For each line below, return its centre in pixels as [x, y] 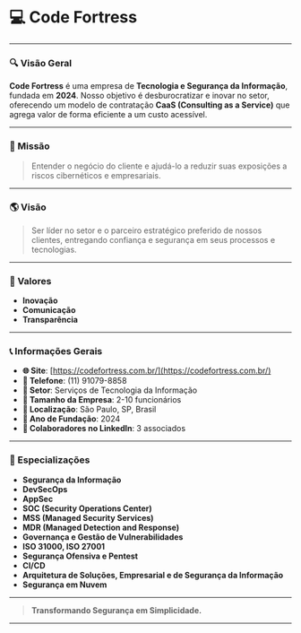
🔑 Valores [30, 281]
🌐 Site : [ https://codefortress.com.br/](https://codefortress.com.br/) [146, 371]
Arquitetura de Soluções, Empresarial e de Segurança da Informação [153, 575]
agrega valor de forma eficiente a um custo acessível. [108, 115]
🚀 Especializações [50, 460]
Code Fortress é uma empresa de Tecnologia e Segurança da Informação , [149, 86]
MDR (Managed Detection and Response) [101, 527]
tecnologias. [54, 249]
